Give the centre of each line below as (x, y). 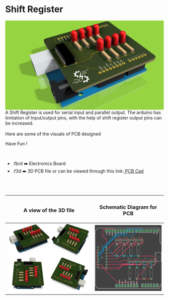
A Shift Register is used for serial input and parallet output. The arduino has (83, 112)
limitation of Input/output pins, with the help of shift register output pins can (83, 118)
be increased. (19, 123)
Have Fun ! (16, 144)
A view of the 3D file (49, 210)
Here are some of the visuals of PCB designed (53, 134)
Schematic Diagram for (128, 207)
